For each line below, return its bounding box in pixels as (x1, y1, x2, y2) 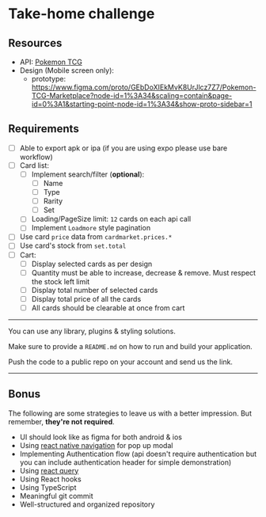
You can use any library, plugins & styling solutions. (8, 326, 176, 336)
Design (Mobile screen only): (19, 66, 115, 75)
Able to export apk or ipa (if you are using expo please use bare (19, 143, 228, 153)
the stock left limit (31, 276, 90, 286)
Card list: (19, 160, 50, 170)
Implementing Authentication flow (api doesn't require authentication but (19, 449, 257, 458)
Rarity (43, 196, 63, 206)
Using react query (19, 466, 79, 475)
